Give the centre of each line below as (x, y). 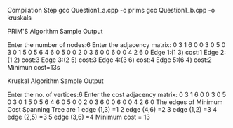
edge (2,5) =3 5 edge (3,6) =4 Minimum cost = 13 (79, 117)
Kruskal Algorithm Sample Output (55, 81)
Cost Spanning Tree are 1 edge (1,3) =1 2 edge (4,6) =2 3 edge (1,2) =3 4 (112, 109)
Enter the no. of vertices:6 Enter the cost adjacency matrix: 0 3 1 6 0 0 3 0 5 (117, 95)
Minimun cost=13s (34, 67)
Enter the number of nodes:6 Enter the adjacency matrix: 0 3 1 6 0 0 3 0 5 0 (116, 45)
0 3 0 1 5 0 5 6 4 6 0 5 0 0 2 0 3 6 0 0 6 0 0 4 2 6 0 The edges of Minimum (115, 102)
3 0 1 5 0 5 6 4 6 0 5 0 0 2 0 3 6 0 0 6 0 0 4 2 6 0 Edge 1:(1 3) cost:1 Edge (113, 52)
